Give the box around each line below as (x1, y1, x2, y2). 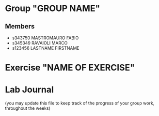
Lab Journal (5, 84, 54, 95)
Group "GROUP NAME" (5, 3, 100, 14)
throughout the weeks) (5, 105, 51, 111)
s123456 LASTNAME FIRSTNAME (12, 45, 80, 51)
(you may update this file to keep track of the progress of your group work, (5, 100, 155, 106)
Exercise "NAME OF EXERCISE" (5, 62, 135, 73)
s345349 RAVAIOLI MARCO (12, 40, 68, 46)
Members (5, 22, 35, 30)
